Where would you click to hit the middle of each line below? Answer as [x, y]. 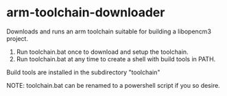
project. [17, 38]
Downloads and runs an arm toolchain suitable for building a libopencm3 [109, 31]
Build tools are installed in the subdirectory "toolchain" [83, 72]
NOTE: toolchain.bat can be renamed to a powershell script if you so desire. [113, 85]
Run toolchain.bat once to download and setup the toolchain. [103, 52]
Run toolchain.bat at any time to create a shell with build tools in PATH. [116, 59]
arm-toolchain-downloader [86, 13]
